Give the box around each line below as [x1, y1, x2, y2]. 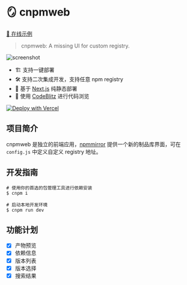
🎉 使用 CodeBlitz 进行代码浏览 [14, 92, 90, 100]
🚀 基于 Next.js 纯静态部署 [14, 85, 78, 92]
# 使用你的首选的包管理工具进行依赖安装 [6, 185, 93, 191]
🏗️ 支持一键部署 [14, 66, 55, 73]
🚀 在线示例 [6, 30, 33, 37]
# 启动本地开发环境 [6, 201, 48, 208]
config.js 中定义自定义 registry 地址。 [6, 148, 102, 155]
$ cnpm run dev [6, 207, 44, 213]
